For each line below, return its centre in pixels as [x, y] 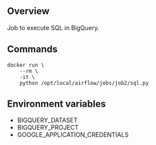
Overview [29, 11]
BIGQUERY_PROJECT [48, 128]
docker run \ [26, 65]
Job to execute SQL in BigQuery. [53, 27]
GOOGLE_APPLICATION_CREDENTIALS [73, 135]
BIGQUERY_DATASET [47, 120]
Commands [33, 50]
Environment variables [57, 104]
